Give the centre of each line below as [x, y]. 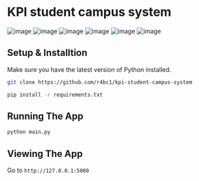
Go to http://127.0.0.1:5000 [48, 170]
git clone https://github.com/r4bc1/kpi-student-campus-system [100, 82]
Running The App [45, 116]
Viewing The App [45, 154]
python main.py [29, 132]
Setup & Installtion [48, 53]
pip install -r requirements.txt [55, 95]
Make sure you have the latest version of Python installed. [89, 69]
